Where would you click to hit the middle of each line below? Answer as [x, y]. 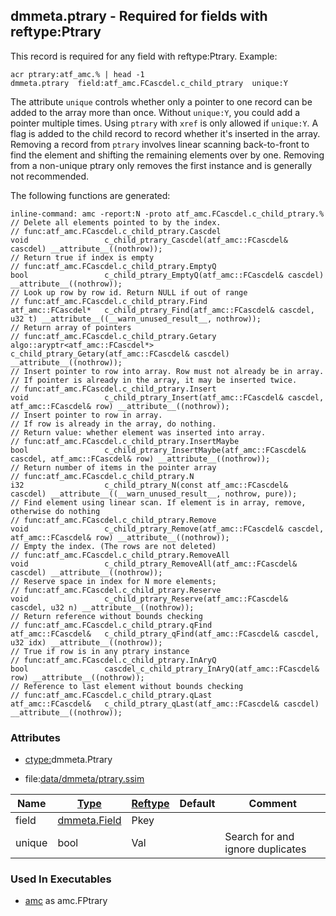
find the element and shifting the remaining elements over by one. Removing [167, 155]
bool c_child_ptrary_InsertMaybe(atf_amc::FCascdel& [158, 450]
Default [197, 804]
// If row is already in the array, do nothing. [113, 424]
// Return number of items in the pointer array [113, 467]
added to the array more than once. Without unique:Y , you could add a [155, 112]
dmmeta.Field [89, 821]
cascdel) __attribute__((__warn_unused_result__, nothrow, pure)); [154, 494]
